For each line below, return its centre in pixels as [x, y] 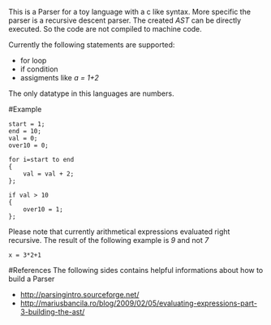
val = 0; [23, 138]
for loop [33, 61]
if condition [39, 69]
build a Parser [32, 279]
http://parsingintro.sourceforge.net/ [80, 295]
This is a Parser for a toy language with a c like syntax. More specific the [130, 12]
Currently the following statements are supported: [92, 45]
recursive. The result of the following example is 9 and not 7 [109, 240]
